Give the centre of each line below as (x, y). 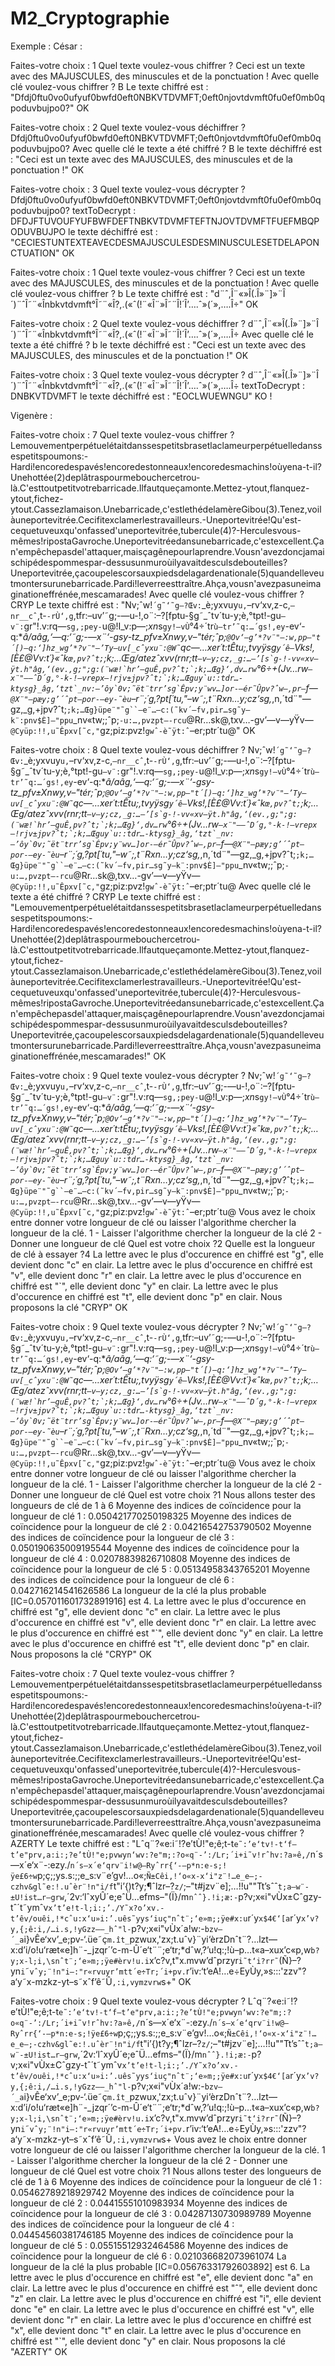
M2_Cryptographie (90, 18)
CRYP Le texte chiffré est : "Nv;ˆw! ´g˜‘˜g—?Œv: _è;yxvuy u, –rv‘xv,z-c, (150, 604)
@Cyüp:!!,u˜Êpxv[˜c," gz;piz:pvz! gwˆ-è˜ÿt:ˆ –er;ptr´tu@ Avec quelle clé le (161, 886)
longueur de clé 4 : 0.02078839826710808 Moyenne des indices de (150, 1558)
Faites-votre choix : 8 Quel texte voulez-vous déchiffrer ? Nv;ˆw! (143, 749)
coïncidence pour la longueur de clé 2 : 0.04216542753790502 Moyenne (161, 1526)
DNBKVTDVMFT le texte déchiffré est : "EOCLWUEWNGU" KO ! (141, 396)
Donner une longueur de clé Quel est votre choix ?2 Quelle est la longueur (163, 1243)
